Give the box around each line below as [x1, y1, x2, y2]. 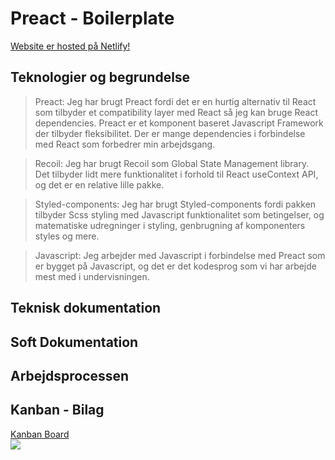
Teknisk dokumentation [10, 300, 162, 317]
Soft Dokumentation [10, 333, 139, 351]
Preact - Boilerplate [10, 7, 175, 30]
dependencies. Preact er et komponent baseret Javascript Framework [34, 117, 324, 129]
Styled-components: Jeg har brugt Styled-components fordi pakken [34, 198, 317, 210]
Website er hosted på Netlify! [10, 40, 131, 52]
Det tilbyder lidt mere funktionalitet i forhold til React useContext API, [34, 168, 319, 180]
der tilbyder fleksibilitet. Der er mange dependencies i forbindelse [34, 127, 306, 139]
